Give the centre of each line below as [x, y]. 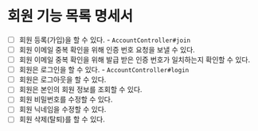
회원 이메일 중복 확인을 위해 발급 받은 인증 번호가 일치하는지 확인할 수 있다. [135, 60]
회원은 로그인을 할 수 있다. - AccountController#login [104, 70]
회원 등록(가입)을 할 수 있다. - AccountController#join [105, 40]
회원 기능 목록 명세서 [70, 16]
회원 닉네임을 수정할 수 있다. [63, 110]
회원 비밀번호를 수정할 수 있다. [66, 99]
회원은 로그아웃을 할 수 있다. [63, 79]
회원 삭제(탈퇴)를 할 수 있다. [62, 119]
